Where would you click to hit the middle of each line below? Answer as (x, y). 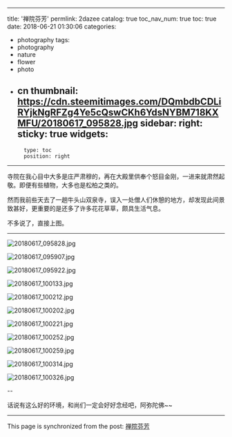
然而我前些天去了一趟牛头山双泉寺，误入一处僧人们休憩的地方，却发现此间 (113, 199)
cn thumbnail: (48, 91)
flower (26, 62)
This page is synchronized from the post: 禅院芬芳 (78, 426)
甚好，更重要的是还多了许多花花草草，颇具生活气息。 (88, 208)
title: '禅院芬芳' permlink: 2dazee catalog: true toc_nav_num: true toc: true (112, 19)
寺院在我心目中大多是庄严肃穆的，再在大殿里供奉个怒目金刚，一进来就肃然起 (116, 176)
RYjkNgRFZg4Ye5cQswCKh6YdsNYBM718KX (118, 112)
